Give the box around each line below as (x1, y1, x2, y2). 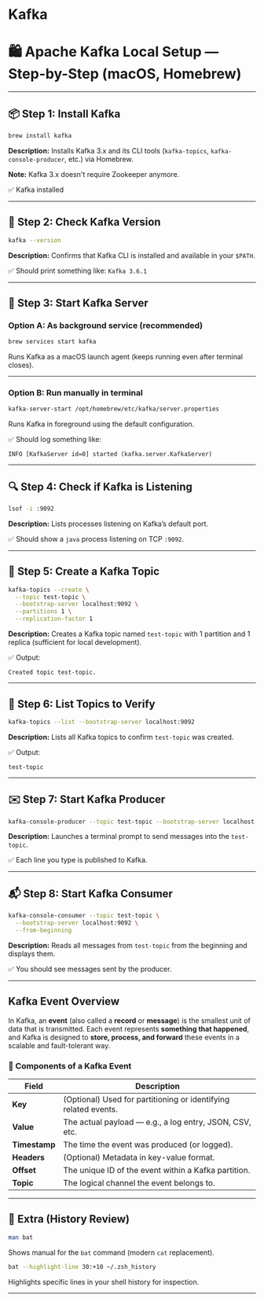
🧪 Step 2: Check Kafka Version (8, 215, 161, 229)
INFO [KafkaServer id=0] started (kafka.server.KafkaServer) (8, 451, 213, 458)
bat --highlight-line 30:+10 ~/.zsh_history (8, 1263, 156, 1271)
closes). (8, 360, 34, 370)
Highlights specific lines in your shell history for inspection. (8, 1277, 200, 1286)
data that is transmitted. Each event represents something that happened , (8, 1024, 250, 1033)
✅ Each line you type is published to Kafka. (8, 855, 148, 865)
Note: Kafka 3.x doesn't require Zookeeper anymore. (8, 169, 180, 178)
